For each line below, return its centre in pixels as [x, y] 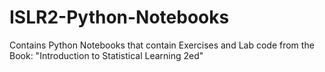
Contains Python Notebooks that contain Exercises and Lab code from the [162, 45]
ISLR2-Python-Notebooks [119, 17]
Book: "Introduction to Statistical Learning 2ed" [106, 55]
